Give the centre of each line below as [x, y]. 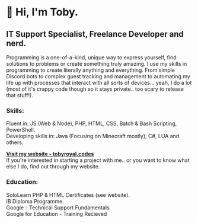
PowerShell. [21, 130]
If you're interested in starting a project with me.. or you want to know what [98, 160]
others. [15, 142]
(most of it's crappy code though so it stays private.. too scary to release [95, 89]
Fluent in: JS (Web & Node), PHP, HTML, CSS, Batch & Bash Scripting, [92, 123]
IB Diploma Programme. [35, 201]
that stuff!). [20, 95]
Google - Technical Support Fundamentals [58, 208]
